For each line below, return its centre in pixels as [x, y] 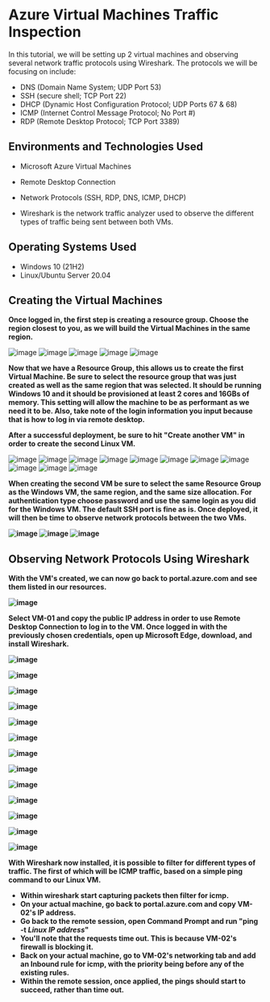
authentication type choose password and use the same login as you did [132, 501]
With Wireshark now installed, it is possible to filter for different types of [132, 863]
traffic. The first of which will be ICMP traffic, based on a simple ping [126, 871]
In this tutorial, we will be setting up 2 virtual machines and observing [124, 54]
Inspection [45, 32]
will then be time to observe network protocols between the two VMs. [128, 518]
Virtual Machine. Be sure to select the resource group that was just [123, 377]
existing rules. [45, 973]
